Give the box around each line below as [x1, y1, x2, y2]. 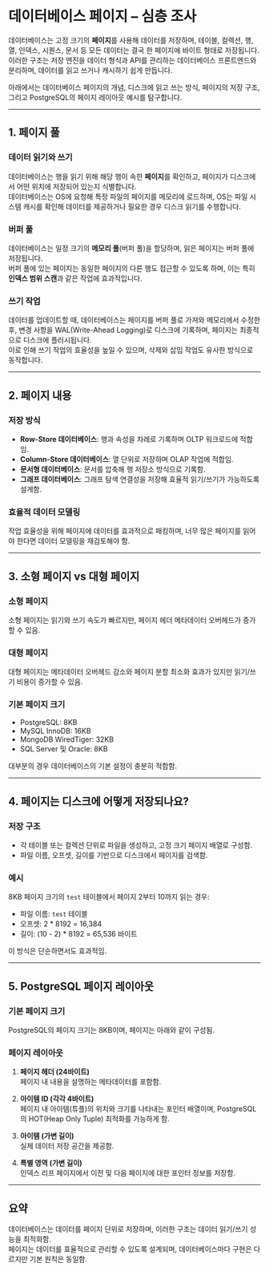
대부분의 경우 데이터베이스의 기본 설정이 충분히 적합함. [8, 761, 178, 771]
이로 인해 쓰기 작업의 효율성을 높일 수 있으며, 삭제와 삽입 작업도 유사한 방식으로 [8, 346, 254, 355]
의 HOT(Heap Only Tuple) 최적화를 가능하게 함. [19, 1114, 170, 1123]
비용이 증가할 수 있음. [16, 677, 83, 686]
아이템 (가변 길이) [19, 1131, 74, 1141]
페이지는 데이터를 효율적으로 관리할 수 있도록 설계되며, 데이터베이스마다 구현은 [8, 1245, 252, 1254]
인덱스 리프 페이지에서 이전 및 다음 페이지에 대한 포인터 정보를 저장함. [19, 1168, 236, 1178]
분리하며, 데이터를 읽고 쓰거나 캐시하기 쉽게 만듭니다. [8, 65, 173, 75]
